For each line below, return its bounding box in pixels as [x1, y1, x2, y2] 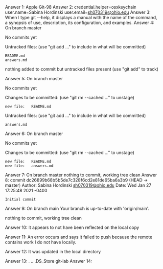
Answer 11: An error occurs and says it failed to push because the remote [5, 234, 153, 240]
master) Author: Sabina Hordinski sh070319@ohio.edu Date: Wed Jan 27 [5, 182, 152, 188]
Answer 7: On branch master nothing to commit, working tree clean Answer [5, 172, 157, 178]
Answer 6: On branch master [5, 131, 64, 136]
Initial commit [5, 197, 36, 202]
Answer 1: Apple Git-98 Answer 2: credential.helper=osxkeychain [5, 4, 137, 10]
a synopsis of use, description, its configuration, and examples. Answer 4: [5, 20, 155, 25]
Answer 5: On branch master [5, 76, 63, 81]
